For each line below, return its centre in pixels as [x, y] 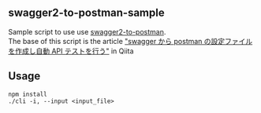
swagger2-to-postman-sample [86, 13]
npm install [28, 94]
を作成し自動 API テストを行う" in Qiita [71, 51]
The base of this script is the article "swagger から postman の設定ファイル [130, 41]
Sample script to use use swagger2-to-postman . [87, 31]
